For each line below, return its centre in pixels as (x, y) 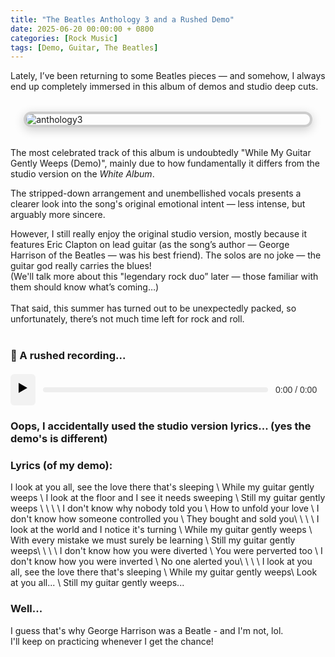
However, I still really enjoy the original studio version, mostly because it (159, 234)
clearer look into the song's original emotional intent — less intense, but (158, 204)
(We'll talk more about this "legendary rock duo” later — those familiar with (164, 277)
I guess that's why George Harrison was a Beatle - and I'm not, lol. (147, 630)
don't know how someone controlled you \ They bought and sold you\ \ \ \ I (165, 519)
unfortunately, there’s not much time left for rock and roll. (127, 319)
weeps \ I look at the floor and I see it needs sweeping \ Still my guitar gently (168, 498)
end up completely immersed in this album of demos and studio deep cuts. (164, 87)
